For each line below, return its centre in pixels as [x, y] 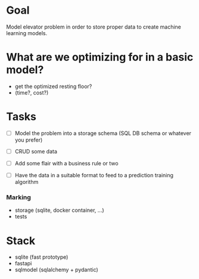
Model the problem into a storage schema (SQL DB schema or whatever [103, 133]
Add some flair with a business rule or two [66, 163]
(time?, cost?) [32, 92]
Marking [19, 197]
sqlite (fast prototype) [41, 257]
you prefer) [29, 140]
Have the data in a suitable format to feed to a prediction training [94, 175]
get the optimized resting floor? [53, 86]
